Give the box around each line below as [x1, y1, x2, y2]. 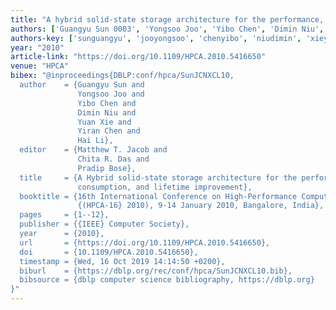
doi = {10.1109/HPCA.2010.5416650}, [19, 247, 199, 257]
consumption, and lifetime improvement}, [77, 182, 253, 192]
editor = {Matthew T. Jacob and [19, 145, 168, 155]
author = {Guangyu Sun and [19, 80, 145, 90]
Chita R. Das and [77, 154, 150, 164]
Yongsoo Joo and [77, 89, 145, 99]
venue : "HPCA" [10, 61, 70, 71]
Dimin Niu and [77, 107, 137, 118]
